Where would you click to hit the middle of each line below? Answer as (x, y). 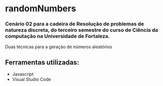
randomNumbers (41, 9)
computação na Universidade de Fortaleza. (58, 36)
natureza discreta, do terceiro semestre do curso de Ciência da (82, 30)
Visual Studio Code (32, 80)
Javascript (23, 74)
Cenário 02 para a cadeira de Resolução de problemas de (75, 24)
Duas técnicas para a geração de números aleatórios (59, 47)
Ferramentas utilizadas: (42, 62)
